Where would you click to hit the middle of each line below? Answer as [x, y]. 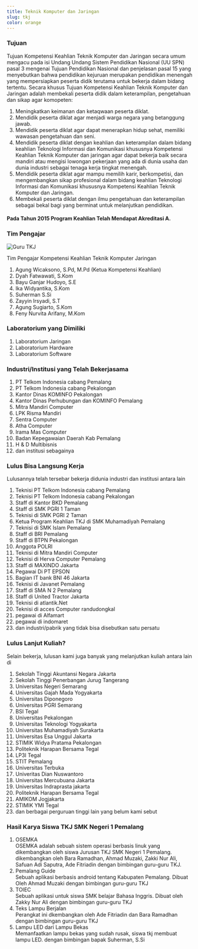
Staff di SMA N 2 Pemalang [48, 590]
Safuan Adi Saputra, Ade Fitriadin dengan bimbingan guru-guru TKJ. [98, 865]
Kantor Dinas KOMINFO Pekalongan [59, 395]
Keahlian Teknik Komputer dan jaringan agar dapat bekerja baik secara [101, 155]
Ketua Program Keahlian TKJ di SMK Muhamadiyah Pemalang [90, 521]
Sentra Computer [36, 419]
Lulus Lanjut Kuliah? [36, 643]
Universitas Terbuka [39, 768]
